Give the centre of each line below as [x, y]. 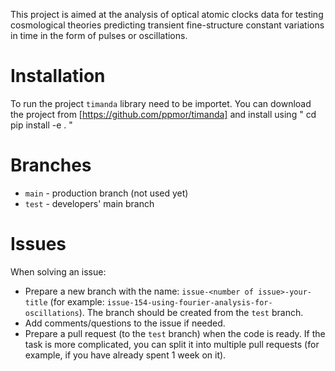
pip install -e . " [41, 125]
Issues [38, 244]
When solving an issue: [58, 271]
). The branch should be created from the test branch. [191, 312]
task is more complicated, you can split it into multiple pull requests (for [172, 344]
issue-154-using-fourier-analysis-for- [189, 302]
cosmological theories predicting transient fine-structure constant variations [167, 25]
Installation [58, 76]
